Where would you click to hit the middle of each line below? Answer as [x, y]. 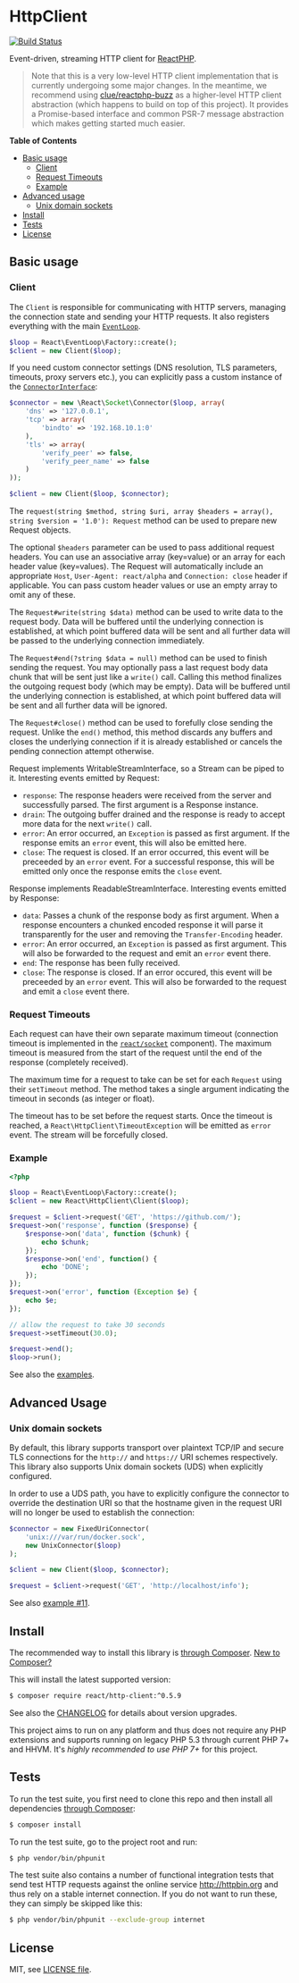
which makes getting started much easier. [108, 123]
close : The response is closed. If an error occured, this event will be [147, 972]
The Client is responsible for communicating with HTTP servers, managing [148, 307]
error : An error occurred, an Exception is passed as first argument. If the [156, 833]
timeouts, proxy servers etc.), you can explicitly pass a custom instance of [146, 377]
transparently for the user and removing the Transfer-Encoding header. [152, 934]
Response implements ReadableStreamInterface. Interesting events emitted [148, 888]
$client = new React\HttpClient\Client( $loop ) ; [100, 1201]
